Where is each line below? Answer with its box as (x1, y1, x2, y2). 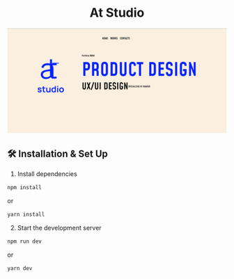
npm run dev (7, 238, 42, 245)
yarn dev (7, 264, 33, 272)
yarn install (7, 211, 45, 218)
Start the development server (17, 223, 102, 232)
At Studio (89, 5, 145, 21)
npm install (7, 184, 42, 191)
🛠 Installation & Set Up (7, 148, 108, 159)
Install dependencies (17, 169, 78, 178)
